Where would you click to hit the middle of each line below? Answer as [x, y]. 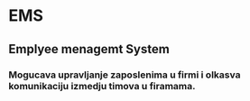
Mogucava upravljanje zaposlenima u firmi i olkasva [125, 75]
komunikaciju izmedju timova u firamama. [102, 86]
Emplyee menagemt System [89, 49]
